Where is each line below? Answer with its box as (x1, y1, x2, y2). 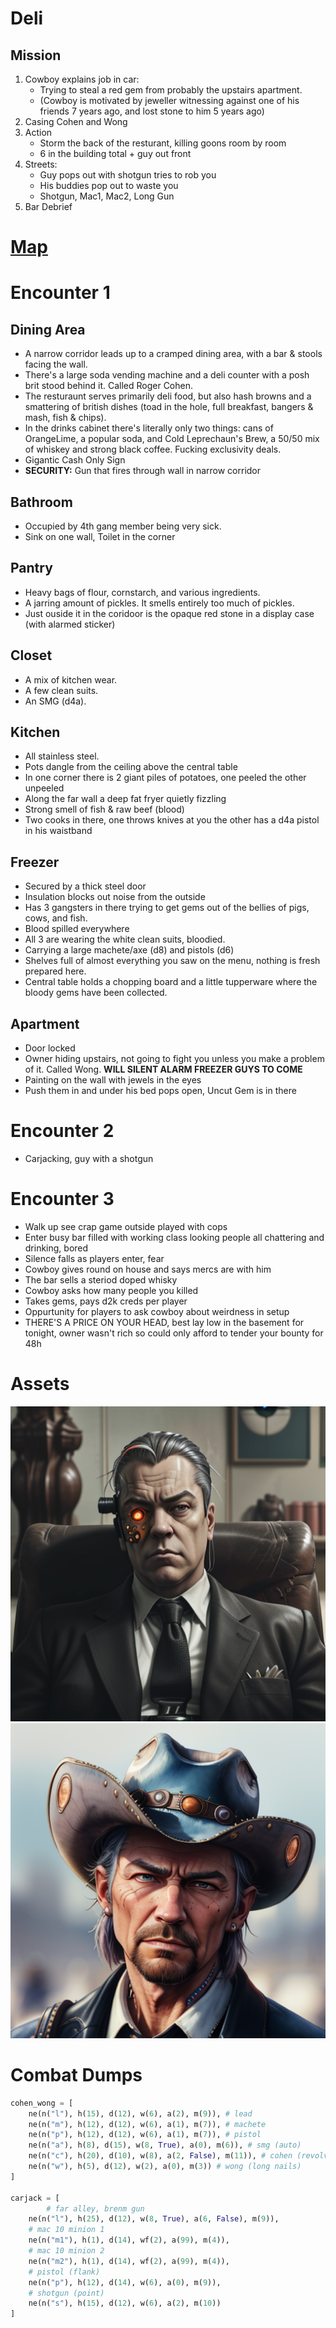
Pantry (10, 560, 53, 577)
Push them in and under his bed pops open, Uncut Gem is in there (24, 1085, 297, 1097)
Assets (10, 1373, 70, 1396)
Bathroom (10, 493, 73, 511)
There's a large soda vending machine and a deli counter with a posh (24, 369, 310, 381)
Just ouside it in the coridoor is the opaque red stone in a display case (24, 607, 315, 619)
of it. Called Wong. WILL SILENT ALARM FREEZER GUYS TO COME (24, 1063, 303, 1076)
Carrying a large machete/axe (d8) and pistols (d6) (24, 944, 235, 956)
